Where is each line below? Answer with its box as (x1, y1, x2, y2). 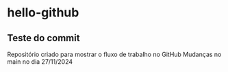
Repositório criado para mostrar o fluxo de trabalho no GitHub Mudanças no (7, 50, 222, 58)
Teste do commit (7, 32, 80, 44)
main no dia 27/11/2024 (7, 58, 73, 66)
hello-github (7, 5, 79, 21)
